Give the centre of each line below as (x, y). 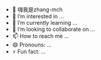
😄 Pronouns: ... (32, 45)
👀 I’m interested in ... (38, 16)
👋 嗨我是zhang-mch (37, 9)
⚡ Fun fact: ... (29, 52)
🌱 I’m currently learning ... (45, 23)
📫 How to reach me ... (40, 36)
